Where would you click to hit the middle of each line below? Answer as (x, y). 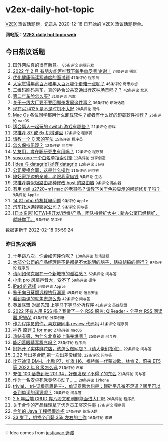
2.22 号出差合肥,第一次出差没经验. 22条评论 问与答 (63, 355)
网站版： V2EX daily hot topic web (41, 34)
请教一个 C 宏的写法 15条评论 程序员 (48, 139)
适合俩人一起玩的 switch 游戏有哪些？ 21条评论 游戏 (64, 126)
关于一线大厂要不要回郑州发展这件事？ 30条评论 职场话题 (69, 102)
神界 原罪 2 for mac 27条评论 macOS (47, 330)
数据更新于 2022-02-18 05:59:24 (40, 230)
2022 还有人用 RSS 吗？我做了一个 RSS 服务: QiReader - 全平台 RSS (83, 311)
